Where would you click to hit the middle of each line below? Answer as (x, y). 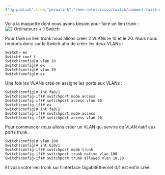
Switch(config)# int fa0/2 (33, 109)
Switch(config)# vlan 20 (30, 70)
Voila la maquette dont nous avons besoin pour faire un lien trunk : (72, 24)
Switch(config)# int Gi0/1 (33, 145)
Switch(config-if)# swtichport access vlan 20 (54, 118)
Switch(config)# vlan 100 (31, 141)
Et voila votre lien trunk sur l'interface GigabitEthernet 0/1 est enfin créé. (78, 167)
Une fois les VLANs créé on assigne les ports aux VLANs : (64, 83)
